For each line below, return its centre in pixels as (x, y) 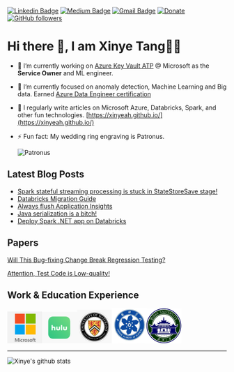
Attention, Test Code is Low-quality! (58, 273)
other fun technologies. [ (53, 114)
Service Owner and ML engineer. (65, 73)
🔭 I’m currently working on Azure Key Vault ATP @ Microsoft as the (113, 66)
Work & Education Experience (73, 295)
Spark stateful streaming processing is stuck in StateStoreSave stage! (117, 191)
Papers (23, 243)
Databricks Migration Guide (56, 198)
